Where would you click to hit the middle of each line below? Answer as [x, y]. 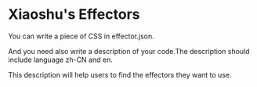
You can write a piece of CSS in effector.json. [81, 36]
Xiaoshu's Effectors [74, 14]
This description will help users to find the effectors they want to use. [120, 74]
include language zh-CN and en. [61, 60]
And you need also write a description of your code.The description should [129, 51]
